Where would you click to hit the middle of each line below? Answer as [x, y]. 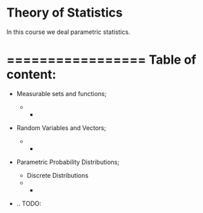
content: [31, 75]
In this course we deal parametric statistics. [68, 32]
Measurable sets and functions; [61, 93]
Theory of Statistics [65, 13]
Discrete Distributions [58, 175]
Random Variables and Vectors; [61, 128]
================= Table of [101, 60]
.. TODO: [29, 203]
